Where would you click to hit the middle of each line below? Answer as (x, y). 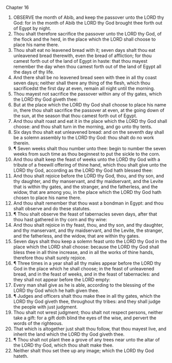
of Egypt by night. (32, 28)
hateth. (21, 356)
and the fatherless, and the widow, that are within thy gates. (77, 236)
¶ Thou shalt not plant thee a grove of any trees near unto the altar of (87, 340)
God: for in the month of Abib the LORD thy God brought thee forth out (88, 23)
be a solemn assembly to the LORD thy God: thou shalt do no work (84, 138)
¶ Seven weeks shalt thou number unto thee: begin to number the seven (90, 148)
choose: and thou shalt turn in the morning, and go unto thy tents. (83, 126)
